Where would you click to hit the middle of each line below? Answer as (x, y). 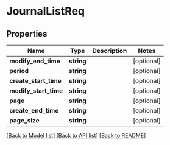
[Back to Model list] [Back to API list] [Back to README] (76, 136)
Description (110, 51)
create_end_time (34, 111)
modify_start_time (36, 91)
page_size (24, 120)
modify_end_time (35, 61)
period (19, 71)
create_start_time (36, 81)
